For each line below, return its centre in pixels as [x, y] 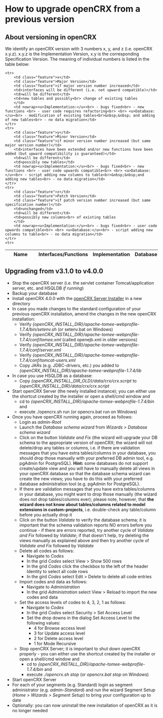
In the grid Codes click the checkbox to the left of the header [87, 566]
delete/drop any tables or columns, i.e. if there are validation [80, 447]
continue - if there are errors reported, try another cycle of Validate [87, 530]
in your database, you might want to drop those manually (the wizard [88, 494]
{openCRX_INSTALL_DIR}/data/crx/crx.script [64, 386]
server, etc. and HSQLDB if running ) [48, 288]
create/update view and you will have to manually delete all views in [87, 468]
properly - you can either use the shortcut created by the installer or [87, 654]
